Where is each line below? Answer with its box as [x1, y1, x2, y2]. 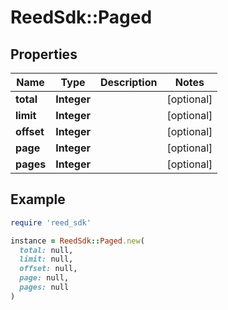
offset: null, [19, 264, 78, 274]
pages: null [19, 282, 70, 293]
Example [10, 191, 66, 208]
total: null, [19, 245, 74, 255]
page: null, [19, 273, 70, 283]
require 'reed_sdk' [10, 217, 92, 228]
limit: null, [19, 254, 74, 265]
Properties [10, 46, 78, 63]
